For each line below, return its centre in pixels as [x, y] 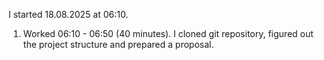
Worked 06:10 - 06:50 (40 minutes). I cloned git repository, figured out [168, 33]
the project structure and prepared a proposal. [118, 44]
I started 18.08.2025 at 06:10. [68, 14]
